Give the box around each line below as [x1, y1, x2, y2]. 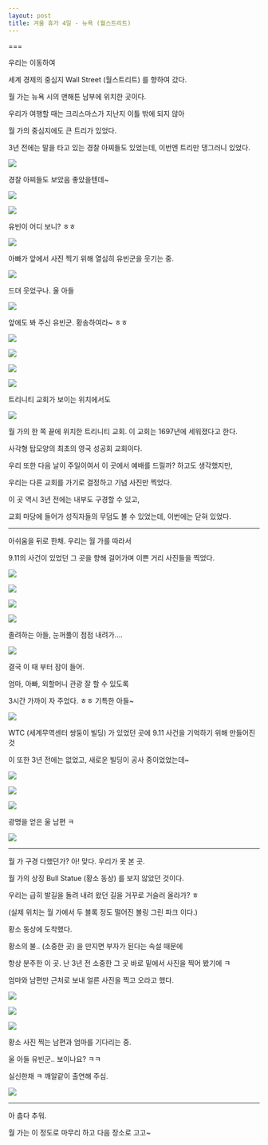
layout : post [8, 11, 52, 20]
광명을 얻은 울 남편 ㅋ [8, 816, 74, 826]
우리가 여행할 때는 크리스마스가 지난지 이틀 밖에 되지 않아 [8, 109, 185, 118]
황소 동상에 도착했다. [8, 924, 73, 934]
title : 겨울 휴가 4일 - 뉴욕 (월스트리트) [8, 19, 132, 27]
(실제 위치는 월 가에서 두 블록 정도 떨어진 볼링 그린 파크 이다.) [8, 907, 198, 916]
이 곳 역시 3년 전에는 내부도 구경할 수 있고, [8, 494, 140, 504]
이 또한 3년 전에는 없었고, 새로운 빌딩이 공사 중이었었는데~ [8, 755, 190, 764]
